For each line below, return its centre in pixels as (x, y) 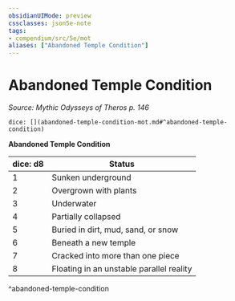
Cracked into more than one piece (115, 256)
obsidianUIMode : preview (50, 16)
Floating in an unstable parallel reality (122, 269)
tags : (17, 31)
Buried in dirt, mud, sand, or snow (115, 230)
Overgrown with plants (94, 191)
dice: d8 (28, 164)
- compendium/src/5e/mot (50, 38)
